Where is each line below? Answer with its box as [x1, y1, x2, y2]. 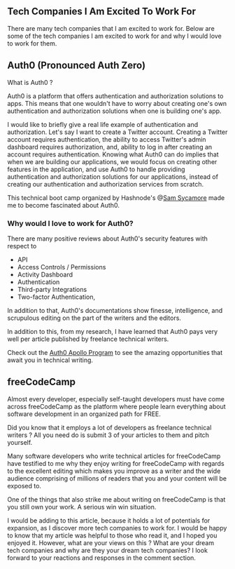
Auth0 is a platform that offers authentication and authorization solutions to [7, 91, 224, 100]
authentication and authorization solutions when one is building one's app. [7, 107, 222, 115]
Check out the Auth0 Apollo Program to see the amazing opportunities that [7, 348, 223, 356]
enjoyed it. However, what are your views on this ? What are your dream [7, 538, 215, 547]
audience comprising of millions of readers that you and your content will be [7, 474, 227, 483]
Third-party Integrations [17, 285, 87, 293]
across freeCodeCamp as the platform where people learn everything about [7, 402, 226, 410]
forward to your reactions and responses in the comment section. [7, 554, 196, 562]
